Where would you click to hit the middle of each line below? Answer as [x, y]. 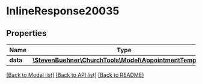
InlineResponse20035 [63, 11]
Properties [26, 33]
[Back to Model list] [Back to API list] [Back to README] [75, 75]
